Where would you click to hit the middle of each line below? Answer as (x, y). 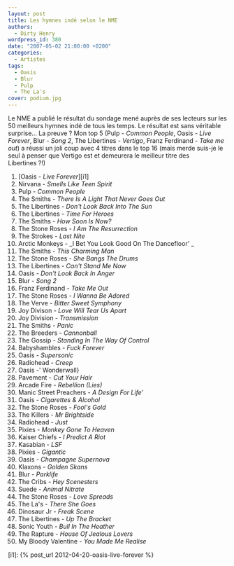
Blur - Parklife (38, 474)
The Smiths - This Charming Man (66, 251)
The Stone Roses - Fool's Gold (62, 407)
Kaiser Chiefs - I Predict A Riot (62, 437)
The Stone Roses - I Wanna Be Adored (74, 296)
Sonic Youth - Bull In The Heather (66, 526)
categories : (25, 53)
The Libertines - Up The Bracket (64, 519)
